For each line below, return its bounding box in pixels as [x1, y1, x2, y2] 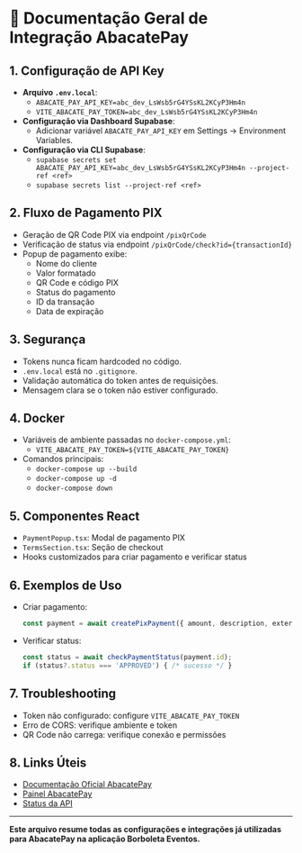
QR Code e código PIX [35, 277, 120, 287]
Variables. [35, 135, 74, 145]
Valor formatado [35, 268, 96, 278]
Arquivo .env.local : [22, 87, 98, 97]
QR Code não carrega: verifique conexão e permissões [22, 729, 226, 740]
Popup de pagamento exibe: [22, 248, 128, 259]
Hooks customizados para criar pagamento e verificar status [22, 551, 247, 562]
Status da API [22, 798, 74, 809]
